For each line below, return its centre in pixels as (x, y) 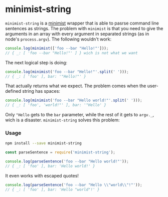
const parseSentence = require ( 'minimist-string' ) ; (60, 152)
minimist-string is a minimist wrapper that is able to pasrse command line (82, 23)
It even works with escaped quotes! (42, 175)
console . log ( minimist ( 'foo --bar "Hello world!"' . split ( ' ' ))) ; (74, 101)
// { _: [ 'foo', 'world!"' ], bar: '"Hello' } (56, 105)
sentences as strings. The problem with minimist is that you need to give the (84, 28)
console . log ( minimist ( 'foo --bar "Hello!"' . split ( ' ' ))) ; (67, 72)
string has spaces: (41, 91)
